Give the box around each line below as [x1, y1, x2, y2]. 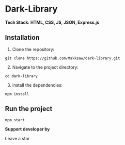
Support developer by [5, 126, 50, 132]
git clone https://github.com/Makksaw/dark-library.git [5, 56, 120, 61]
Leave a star [5, 135, 30, 141]
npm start [5, 117, 25, 122]
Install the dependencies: [12, 82, 63, 88]
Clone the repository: [12, 46, 55, 52]
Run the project [5, 105, 52, 113]
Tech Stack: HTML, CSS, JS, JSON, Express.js [5, 19, 99, 25]
